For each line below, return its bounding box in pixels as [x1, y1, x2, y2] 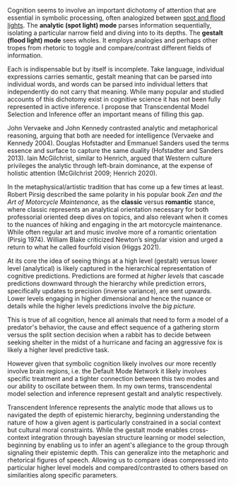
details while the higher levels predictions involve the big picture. [7, 302, 196, 310]
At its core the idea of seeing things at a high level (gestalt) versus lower [7, 256, 218, 265]
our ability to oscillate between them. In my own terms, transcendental [7, 382, 212, 390]
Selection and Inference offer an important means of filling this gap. [7, 110, 204, 118]
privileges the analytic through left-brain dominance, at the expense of [7, 162, 213, 169]
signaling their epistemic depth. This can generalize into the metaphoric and [7, 448, 229, 456]
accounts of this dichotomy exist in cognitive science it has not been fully [7, 95, 221, 103]
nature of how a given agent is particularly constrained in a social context [7, 418, 221, 426]
